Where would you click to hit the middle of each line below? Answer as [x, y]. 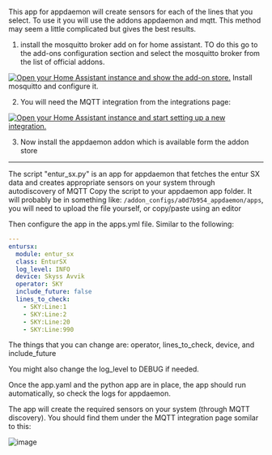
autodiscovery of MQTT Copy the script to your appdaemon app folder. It [130, 191]
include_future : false [54, 292]
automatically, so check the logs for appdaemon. [90, 393]
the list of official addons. [62, 62]
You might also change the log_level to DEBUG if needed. [104, 369]
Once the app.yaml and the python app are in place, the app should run [127, 385]
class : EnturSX [41, 262]
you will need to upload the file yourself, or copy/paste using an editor [125, 208]
